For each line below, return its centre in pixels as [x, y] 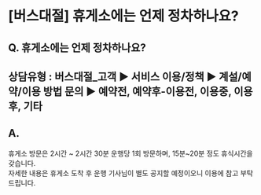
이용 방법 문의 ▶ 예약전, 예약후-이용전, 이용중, [127, 91]
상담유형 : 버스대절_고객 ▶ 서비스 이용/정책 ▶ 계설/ [125, 77]
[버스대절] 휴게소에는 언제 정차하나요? [123, 16]
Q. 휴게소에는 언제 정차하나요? [77, 48]
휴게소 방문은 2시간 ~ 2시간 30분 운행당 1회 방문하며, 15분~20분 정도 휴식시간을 [130, 153]
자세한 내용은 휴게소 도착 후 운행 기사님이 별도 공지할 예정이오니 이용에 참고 [123, 173]
